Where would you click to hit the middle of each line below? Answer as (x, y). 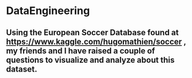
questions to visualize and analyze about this (90, 60)
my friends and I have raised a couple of (81, 51)
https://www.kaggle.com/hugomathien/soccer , (96, 41)
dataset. (22, 69)
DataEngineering (48, 11)
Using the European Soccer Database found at (92, 33)
